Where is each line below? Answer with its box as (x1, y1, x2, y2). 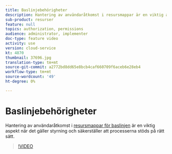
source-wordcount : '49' (5, 74, 56, 79)
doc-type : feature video (5, 36, 58, 41)
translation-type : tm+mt (5, 60, 58, 65)
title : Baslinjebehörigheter (5, 7, 68, 13)
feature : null (5, 21, 36, 27)
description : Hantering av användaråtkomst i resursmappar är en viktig (5, 12, 164, 17)
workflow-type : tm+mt (5, 70, 52, 75)
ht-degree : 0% (5, 79, 36, 84)
